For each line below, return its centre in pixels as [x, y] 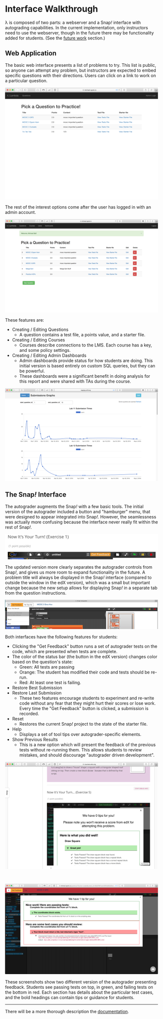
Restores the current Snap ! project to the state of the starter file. [83, 724]
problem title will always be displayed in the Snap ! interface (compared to [78, 577]
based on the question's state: [42, 662]
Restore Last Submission [37, 692]
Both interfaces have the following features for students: [61, 636]
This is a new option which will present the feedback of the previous [88, 745]
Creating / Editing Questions [40, 329]
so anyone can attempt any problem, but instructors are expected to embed [81, 70]
